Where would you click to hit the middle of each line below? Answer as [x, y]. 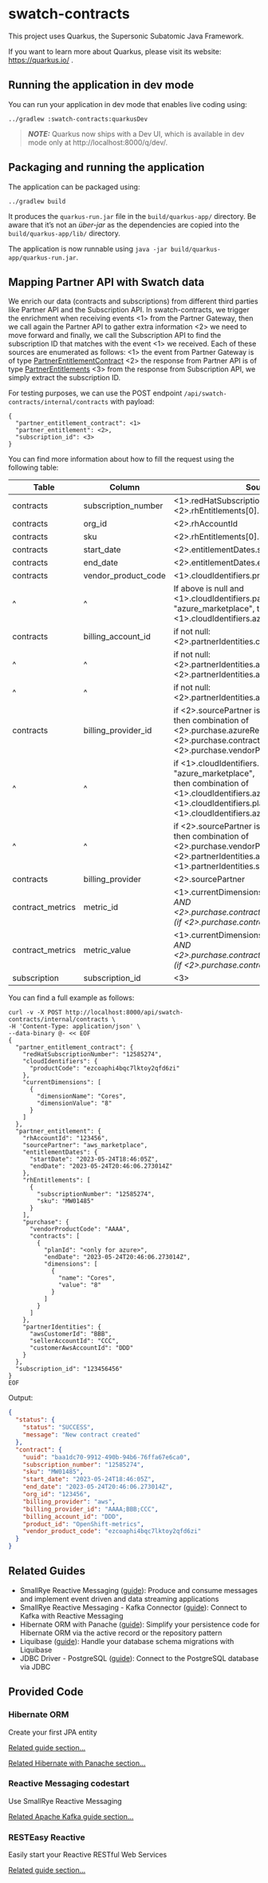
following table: [33, 467]
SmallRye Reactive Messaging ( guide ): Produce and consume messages [138, 1590]
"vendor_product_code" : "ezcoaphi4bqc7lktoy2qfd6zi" [112, 1531]
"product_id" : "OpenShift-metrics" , [84, 1524]
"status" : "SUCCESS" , [58, 1428]
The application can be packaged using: [74, 187]
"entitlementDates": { [60, 1152]
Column [124, 487]
